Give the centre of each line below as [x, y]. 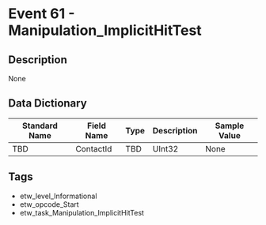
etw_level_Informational [58, 196]
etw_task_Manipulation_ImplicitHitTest [82, 212]
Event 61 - [42, 14]
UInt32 [165, 148]
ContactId [93, 148]
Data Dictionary [47, 103]
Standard [40, 126]
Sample [230, 126]
